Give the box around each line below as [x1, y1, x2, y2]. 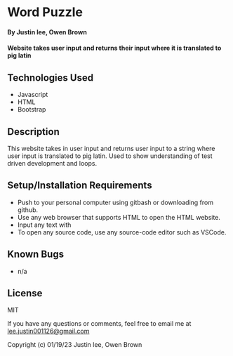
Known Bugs [7, 249, 65, 261]
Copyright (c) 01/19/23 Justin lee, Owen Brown [7, 341, 142, 349]
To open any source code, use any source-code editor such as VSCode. [17, 228, 227, 236]
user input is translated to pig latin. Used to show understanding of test [7, 152, 213, 160]
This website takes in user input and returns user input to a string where [7, 145, 215, 152]
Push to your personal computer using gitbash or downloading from [17, 198, 214, 206]
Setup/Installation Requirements [7, 180, 152, 192]
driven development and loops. [7, 159, 97, 167]
